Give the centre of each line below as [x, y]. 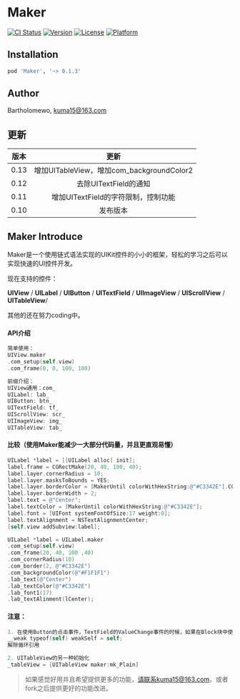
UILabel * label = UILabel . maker [55, 540]
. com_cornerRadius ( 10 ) [41, 560]
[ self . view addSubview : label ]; [54, 527]
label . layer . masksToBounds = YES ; [59, 480]
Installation [33, 55]
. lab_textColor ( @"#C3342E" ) [49, 586]
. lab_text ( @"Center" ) [40, 579]
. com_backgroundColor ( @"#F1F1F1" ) [59, 573]
